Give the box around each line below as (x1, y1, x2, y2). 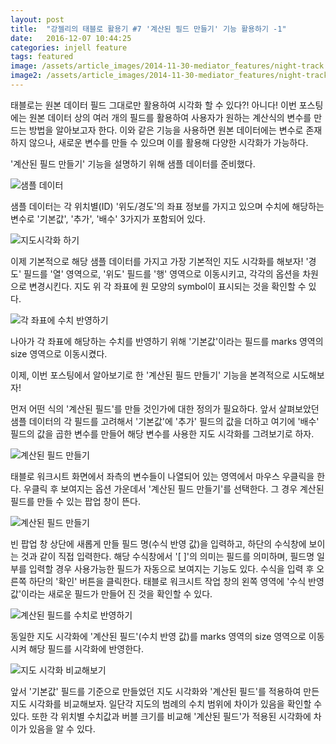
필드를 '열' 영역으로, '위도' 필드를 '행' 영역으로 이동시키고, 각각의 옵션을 (23, 267, 301, 280)
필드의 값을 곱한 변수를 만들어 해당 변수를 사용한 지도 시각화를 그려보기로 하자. (10, 427, 315, 440)
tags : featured (10, 52, 74, 62)
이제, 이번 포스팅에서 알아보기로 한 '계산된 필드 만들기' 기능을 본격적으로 (10, 369, 291, 381)
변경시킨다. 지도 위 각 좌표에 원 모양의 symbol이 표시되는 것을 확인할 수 (28, 280, 307, 292)
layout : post (10, 14, 65, 25)
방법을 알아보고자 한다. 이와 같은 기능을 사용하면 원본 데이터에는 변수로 (28, 124, 304, 136)
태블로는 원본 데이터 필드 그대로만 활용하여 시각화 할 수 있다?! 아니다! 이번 (10, 99, 297, 111)
